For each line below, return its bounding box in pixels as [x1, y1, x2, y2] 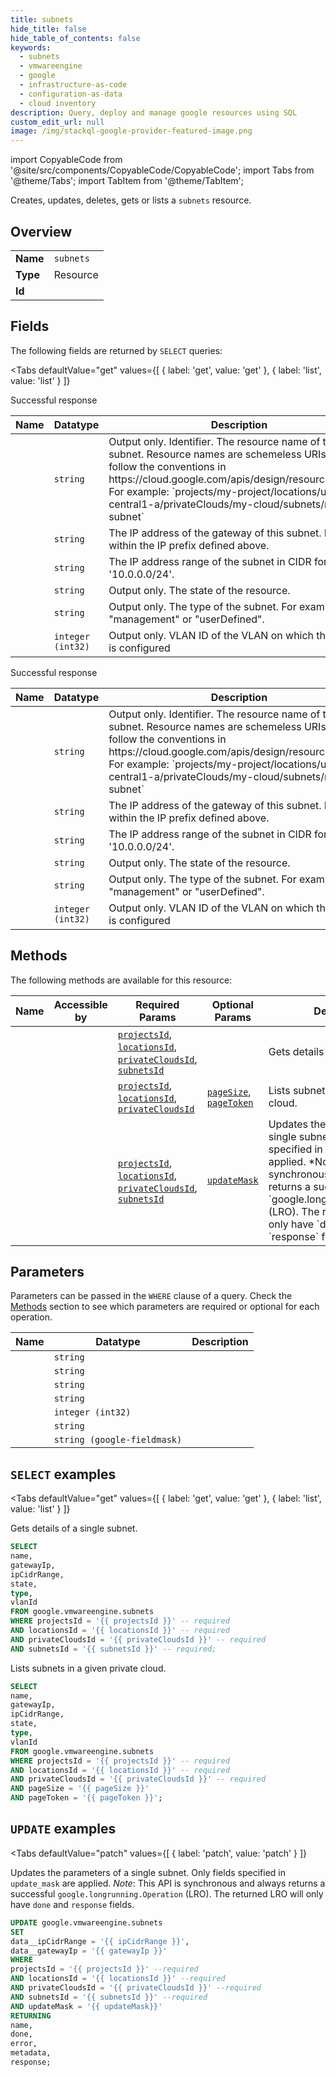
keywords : [10, 42, 52, 53]
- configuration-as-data [19, 89, 123, 99]
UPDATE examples [10, 1821, 117, 1838]
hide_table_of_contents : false [10, 33, 141, 43]
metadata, [10, 2048, 52, 2058]
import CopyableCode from [10, 154, 123, 166]
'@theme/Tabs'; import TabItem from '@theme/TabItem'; [10, 175, 244, 187]
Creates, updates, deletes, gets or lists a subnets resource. [10, 194, 252, 206]
